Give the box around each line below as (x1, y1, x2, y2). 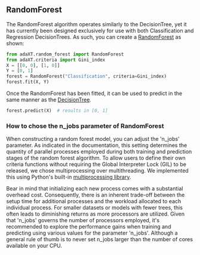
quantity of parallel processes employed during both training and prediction (6, 148, 192, 155)
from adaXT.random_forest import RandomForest (6, 51, 124, 57)
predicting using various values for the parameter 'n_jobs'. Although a (6, 229, 178, 236)
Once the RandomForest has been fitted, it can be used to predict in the (6, 90, 183, 97)
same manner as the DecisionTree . (6, 96, 91, 103)
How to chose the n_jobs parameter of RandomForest (6, 122, 164, 130)
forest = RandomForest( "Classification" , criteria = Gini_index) (6, 73, 167, 79)
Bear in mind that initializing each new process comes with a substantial (6, 185, 183, 192)
